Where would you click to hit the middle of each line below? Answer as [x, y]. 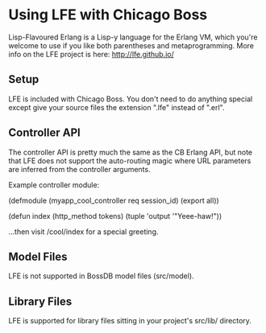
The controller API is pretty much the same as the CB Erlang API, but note [130, 152]
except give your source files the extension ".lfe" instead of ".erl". [116, 107]
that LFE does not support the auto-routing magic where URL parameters [130, 160]
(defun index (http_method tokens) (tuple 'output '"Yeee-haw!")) [115, 216]
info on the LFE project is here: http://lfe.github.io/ [91, 54]
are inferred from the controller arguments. [79, 169]
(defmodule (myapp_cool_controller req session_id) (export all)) [114, 200]
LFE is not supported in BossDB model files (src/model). [102, 276]
